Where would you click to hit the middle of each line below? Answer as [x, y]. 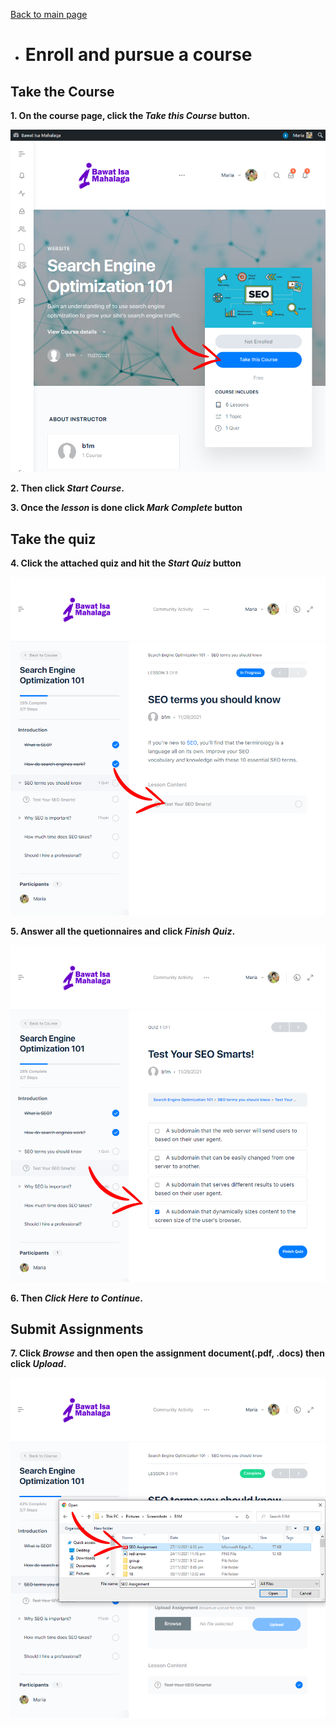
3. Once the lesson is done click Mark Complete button [126, 508]
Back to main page [49, 14]
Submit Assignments [77, 1329]
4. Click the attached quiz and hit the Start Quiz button [126, 563]
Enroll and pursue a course [138, 55]
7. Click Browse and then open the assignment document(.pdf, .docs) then [167, 1353]
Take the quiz [53, 539]
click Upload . [38, 1364]
